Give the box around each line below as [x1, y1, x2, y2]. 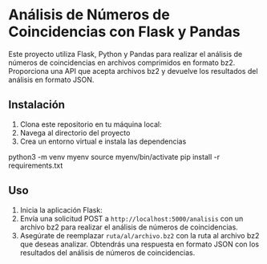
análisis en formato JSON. [8, 75, 95, 84]
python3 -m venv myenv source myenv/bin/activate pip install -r [8, 152, 220, 161]
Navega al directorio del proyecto [19, 128, 131, 137]
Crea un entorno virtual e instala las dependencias [19, 136, 187, 146]
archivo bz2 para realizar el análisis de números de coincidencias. [19, 222, 238, 232]
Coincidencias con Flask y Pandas [8, 22, 241, 41]
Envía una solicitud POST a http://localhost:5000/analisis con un [19, 213, 244, 223]
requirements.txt [8, 160, 63, 170]
